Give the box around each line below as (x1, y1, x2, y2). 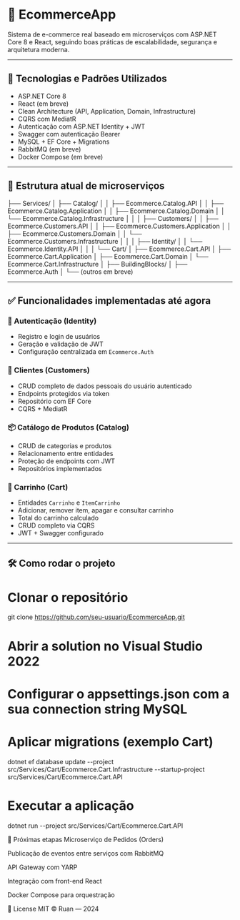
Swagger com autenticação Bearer (17, 129, 121, 138)
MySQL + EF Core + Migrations (17, 137, 110, 146)
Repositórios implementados (17, 464, 102, 473)
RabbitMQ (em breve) (17, 144, 81, 153)
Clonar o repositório (7, 589, 129, 605)
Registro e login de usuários (17, 332, 101, 341)
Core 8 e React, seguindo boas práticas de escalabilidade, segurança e (7, 37, 218, 46)
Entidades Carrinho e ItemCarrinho (17, 498, 121, 507)
